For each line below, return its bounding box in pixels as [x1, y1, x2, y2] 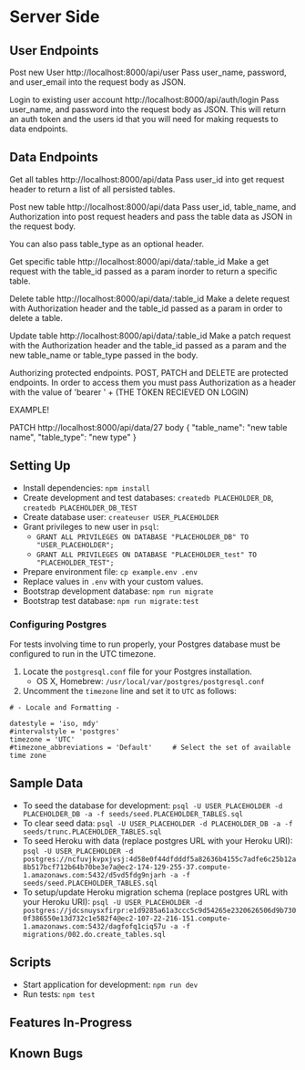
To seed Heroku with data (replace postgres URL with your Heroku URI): [22, 835, 293, 846]
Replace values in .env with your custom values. [22, 576, 204, 587]
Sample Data [9, 775, 84, 791]
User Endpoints [9, 43, 99, 58]
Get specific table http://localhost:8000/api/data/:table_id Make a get [9, 255, 269, 266]
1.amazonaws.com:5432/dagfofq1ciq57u [22, 921, 167, 931]
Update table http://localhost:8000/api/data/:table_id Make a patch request [9, 330, 291, 341]
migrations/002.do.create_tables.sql [22, 930, 167, 939]
